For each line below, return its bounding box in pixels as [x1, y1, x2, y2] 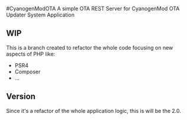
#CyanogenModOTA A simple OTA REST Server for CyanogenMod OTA [6, 5, 180, 12]
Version [6, 92, 36, 102]
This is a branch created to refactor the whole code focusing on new [6, 44, 173, 51]
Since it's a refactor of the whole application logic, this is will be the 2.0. [6, 107, 182, 114]
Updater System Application [6, 11, 75, 18]
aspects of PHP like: [6, 50, 55, 57]
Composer [14, 68, 41, 75]
